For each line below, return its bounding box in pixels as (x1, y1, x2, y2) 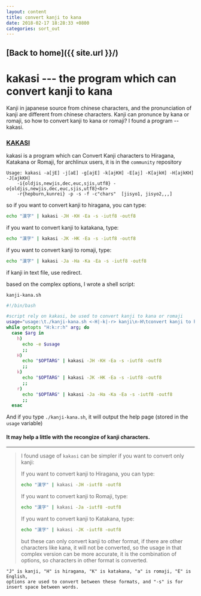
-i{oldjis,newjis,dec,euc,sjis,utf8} (17, 180, 111, 186)
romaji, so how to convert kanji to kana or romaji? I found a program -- (6, 117, 179, 124)
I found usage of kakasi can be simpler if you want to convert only (20, 452, 184, 459)
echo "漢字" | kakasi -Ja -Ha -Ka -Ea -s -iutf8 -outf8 (6, 258, 147, 264)
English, (6, 574, 28, 580)
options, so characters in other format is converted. (20, 557, 148, 564)
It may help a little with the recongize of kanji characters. (6, 433, 151, 441)
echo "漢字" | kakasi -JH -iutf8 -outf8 (20, 482, 121, 488)
